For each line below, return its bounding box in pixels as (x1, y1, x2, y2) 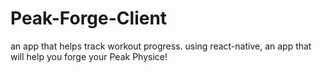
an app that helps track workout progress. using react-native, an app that (10, 40, 312, 52)
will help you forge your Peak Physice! (10, 50, 168, 62)
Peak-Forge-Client (10, 7, 168, 30)
